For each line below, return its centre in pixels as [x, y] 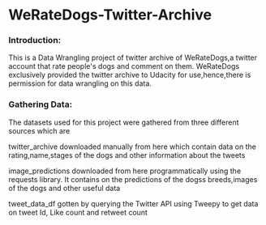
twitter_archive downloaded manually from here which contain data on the [133, 146]
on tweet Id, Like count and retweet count [78, 212]
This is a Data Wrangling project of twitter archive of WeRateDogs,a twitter [133, 57]
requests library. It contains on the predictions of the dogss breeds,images [133, 179]
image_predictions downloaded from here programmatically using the [125, 171]
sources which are [39, 130]
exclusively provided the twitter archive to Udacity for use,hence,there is [130, 75]
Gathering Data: [41, 104]
